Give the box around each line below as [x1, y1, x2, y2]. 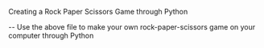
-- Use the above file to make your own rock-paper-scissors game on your [8, 22, 256, 31]
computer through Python [8, 31, 94, 40]
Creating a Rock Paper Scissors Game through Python [8, 7, 188, 16]
